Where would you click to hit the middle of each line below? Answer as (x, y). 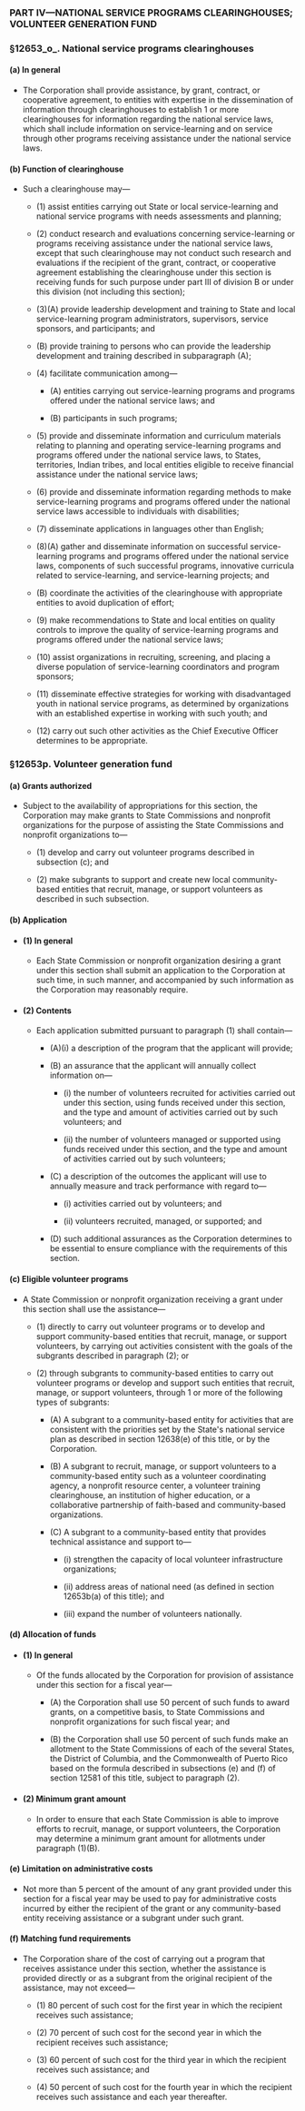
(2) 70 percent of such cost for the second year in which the (149, 2032)
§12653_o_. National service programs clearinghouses (132, 48)
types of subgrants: (73, 1402)
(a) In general (35, 70)
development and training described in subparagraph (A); (143, 356)
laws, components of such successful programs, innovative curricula (165, 566)
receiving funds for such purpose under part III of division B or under (165, 282)
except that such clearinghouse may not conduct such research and (164, 253)
